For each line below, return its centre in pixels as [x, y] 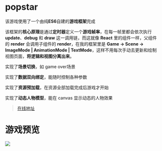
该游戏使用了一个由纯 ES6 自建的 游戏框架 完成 [50, 21]
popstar [22, 7]
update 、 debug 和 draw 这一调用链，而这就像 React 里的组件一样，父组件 [81, 38]
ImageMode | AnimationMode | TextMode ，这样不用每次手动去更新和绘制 [81, 50]
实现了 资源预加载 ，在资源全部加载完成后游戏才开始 [57, 87]
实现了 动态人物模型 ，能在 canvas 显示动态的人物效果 [59, 98]
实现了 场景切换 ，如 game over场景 [40, 66]
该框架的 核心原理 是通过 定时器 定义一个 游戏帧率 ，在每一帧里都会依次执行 [78, 31]
